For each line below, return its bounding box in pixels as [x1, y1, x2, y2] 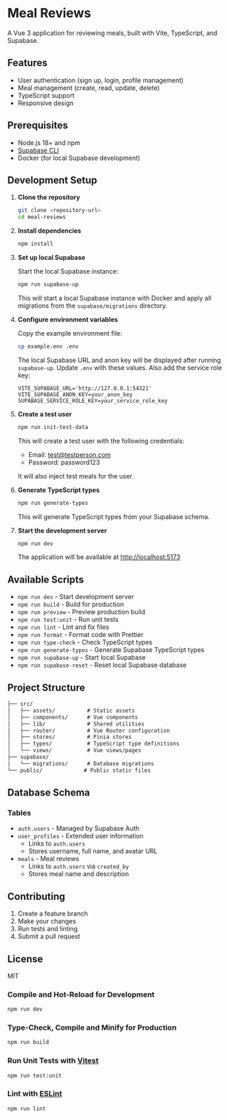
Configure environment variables [17, 315, 119, 323]
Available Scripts [7, 573, 84, 586]
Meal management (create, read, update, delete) [17, 84, 160, 92]
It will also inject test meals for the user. [17, 471, 134, 480]
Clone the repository [17, 193, 80, 201]
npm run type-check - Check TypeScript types [17, 638, 153, 647]
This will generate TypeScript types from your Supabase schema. [17, 512, 210, 521]
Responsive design [17, 99, 74, 107]
